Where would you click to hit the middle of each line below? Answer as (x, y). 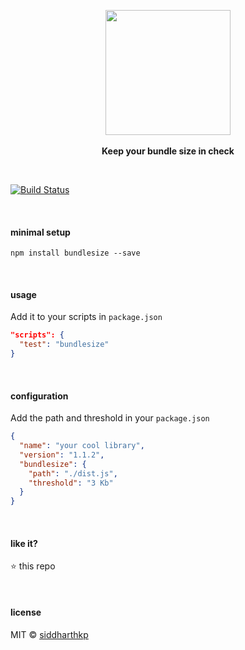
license (26, 612)
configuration (39, 396)
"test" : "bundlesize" (64, 345)
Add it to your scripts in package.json (86, 317)
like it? (24, 543)
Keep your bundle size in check (168, 151)
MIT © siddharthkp (49, 634)
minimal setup (40, 232)
